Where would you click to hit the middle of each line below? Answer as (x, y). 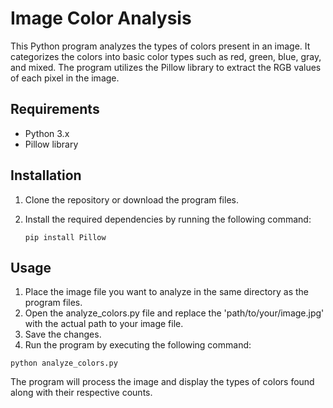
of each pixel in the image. (65, 78)
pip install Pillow (65, 237)
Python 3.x (47, 133)
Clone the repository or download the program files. (131, 199)
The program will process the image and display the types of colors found (162, 382)
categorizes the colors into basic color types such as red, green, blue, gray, (166, 56)
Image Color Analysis (101, 18)
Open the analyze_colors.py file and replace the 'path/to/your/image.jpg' (174, 313)
